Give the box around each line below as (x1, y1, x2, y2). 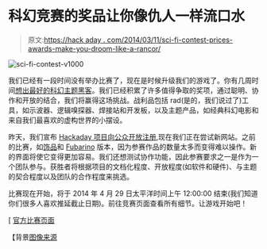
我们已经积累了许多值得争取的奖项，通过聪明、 (98, 85, 252, 95)
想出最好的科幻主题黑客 (15, 85, 92, 95)
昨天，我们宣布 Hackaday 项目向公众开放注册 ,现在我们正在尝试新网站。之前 (8, 132, 256, 141)
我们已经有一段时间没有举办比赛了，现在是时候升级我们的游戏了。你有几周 (8, 75, 252, 85)
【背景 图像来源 (8, 232, 57, 242)
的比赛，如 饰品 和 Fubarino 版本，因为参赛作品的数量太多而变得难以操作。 (8, 142, 250, 151)
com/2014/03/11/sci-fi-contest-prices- (106, 35, 233, 44)
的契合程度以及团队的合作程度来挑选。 (8, 171, 133, 181)
